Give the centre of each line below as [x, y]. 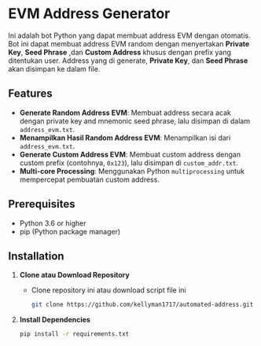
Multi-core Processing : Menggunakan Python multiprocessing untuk [132, 171]
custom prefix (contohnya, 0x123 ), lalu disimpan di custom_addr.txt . [129, 163]
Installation [36, 256]
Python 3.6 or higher [53, 223]
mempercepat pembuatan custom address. [89, 179]
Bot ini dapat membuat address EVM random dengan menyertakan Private [129, 43]
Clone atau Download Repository [74, 275]
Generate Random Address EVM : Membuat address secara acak [125, 112]
